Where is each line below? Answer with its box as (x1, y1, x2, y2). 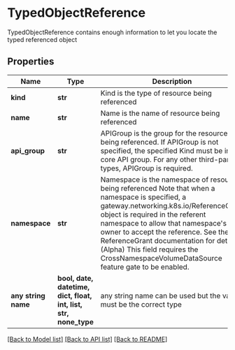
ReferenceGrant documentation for (100, 235, 215, 245)
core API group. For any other (100, 154, 198, 164)
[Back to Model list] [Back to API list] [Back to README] (7, 335, 168, 343)
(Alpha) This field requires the (100, 245, 199, 254)
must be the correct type (100, 299, 182, 309)
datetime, (57, 282, 90, 291)
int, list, (57, 299, 83, 309)
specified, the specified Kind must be (100, 145, 223, 155)
